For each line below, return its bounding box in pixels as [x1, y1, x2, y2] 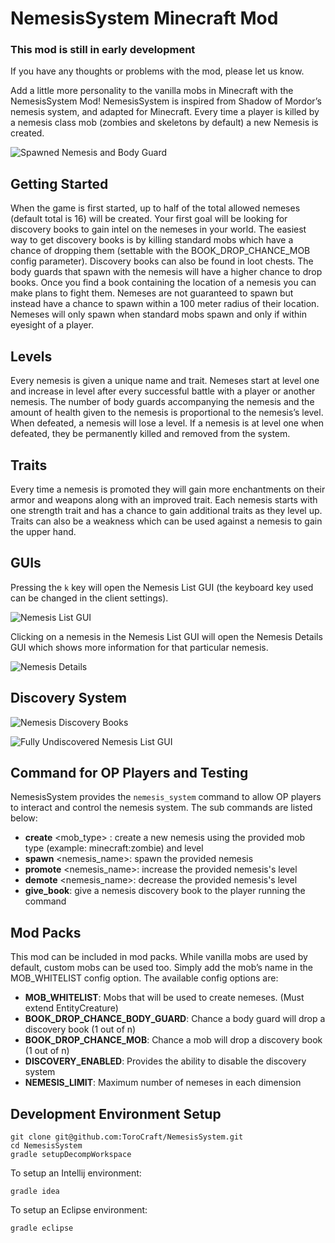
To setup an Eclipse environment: [10, 1203, 148, 1216]
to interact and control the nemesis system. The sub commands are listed [10, 802, 313, 814]
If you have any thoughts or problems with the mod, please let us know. [10, 65, 305, 77]
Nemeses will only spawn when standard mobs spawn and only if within [10, 308, 308, 321]
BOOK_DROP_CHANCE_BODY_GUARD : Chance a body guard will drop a [24, 1013, 326, 1025]
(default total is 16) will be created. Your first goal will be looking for [10, 213, 288, 225]
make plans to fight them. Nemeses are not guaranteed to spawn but [10, 287, 294, 299]
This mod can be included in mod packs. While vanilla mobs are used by [10, 951, 308, 963]
